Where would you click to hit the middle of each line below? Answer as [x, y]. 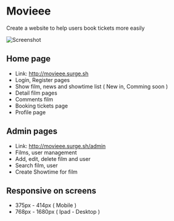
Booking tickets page [42, 106]
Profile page [30, 112]
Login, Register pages [42, 80]
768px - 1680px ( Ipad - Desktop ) [57, 212]
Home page [28, 59]
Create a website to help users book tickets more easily [75, 28]
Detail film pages [36, 93]
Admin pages [32, 131]
